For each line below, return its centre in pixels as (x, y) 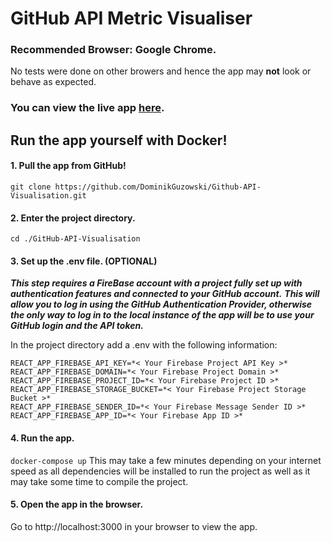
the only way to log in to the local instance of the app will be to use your (162, 315)
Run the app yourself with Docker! (119, 140)
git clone (31, 187)
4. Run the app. (42, 438)
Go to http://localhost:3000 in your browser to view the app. (134, 526)
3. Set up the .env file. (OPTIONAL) (84, 261)
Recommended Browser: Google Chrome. (113, 50)
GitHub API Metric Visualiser (131, 18)
